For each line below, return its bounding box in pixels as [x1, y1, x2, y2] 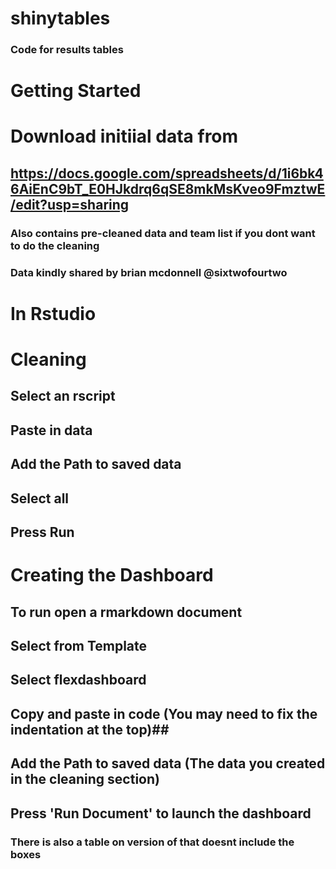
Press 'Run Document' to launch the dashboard [10, 805, 312, 822]
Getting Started [10, 80, 142, 102]
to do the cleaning [10, 238, 100, 252]
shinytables [10, 7, 111, 30]
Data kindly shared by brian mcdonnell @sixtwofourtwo [10, 265, 288, 279]
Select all [10, 490, 70, 507]
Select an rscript [10, 388, 116, 405]
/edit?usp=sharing [10, 196, 130, 213]
